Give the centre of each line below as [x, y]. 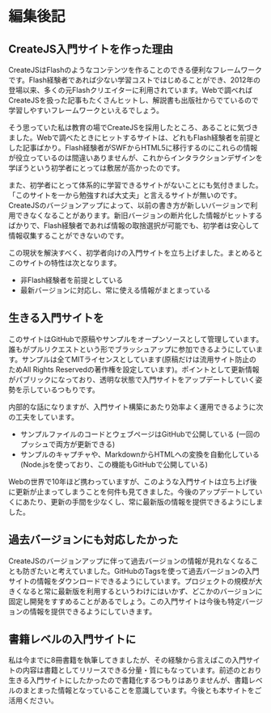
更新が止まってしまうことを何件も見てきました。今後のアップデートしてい [139, 492]
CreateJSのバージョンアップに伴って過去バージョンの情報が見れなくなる [130, 561]
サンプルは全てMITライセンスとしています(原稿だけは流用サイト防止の [139, 359]
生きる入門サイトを [56, 318]
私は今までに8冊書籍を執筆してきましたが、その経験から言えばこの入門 [127, 660]
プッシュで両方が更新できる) [68, 444]
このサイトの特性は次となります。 [65, 263]
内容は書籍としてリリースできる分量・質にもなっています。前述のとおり [142, 670]
